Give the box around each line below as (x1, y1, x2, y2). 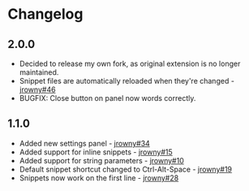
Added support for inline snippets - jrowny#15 (19, 147, 174, 157)
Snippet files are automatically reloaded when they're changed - (19, 76, 234, 85)
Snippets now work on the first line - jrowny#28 (19, 172, 179, 183)
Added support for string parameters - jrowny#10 (19, 155, 184, 165)
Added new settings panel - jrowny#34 (19, 138, 151, 148)
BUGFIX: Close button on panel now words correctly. (19, 93, 196, 102)
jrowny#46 (19, 85, 56, 94)
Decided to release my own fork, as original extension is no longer (19, 59, 241, 68)
